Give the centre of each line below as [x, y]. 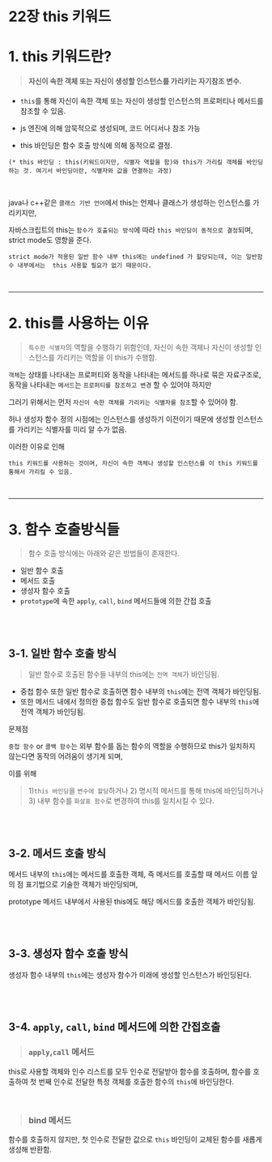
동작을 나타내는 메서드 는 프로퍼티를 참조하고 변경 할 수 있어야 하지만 [110, 385]
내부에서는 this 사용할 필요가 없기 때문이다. [85, 265]
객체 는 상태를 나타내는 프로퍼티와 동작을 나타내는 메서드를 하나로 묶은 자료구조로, [135, 374]
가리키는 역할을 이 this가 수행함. [107, 357]
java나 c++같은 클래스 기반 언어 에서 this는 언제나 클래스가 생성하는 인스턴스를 [130, 202]
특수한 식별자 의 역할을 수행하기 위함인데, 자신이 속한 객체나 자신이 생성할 [140, 347]
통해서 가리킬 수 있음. [41, 472]
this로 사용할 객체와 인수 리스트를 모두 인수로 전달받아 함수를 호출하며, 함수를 [130, 1071]
